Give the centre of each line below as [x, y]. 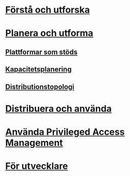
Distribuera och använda [59, 108]
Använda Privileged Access [65, 132]
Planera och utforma [49, 33]
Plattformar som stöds [42, 52]
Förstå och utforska [48, 10]
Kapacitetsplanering [38, 70]
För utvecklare [37, 166]
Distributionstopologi [40, 86]
